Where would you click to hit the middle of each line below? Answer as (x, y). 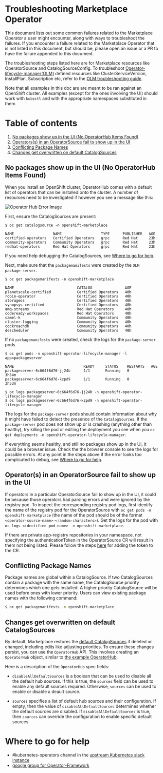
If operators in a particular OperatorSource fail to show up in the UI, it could (81, 494)
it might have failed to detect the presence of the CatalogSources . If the (76, 419)
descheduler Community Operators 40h (68, 330)
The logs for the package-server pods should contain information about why (81, 414)
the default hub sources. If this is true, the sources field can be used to (83, 681)
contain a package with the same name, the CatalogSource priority (72, 583)
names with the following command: (41, 598)
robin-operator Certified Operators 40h (68, 296)
